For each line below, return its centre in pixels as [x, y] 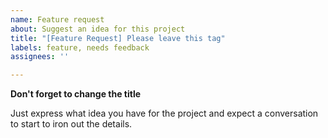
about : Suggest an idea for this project [98, 29]
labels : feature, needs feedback [80, 47]
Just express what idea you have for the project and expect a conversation [164, 113]
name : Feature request [57, 19]
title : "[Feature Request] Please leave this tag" [118, 38]
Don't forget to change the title [76, 94]
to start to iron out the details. [71, 124]
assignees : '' [40, 57]
